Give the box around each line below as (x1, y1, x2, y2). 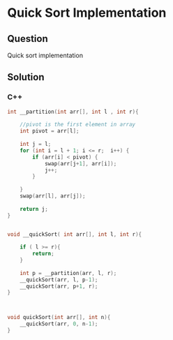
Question (7, 33, 48, 45)
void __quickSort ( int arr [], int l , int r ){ (7, 230, 142, 238)
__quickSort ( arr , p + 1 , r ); (20, 283, 98, 290)
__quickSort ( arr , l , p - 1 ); (20, 276, 98, 283)
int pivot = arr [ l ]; (20, 128, 80, 135)
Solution (7, 71, 45, 83)
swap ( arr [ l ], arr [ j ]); (20, 193, 86, 200)
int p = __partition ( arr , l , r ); (20, 269, 117, 276)
